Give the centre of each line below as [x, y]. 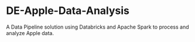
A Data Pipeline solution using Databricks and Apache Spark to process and [97, 27]
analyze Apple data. [30, 33]
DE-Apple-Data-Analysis [68, 11]
